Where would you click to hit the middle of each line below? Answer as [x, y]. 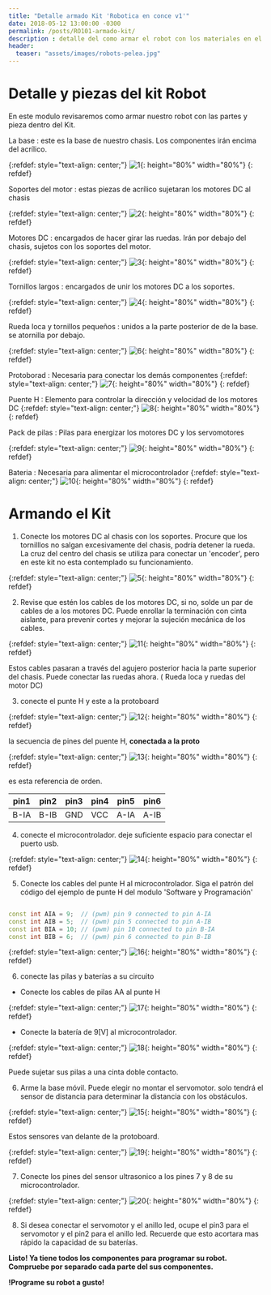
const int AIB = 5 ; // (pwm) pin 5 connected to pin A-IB [110, 921]
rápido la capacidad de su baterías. [79, 1242]
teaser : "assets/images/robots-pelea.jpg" [88, 54]
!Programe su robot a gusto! [57, 1283]
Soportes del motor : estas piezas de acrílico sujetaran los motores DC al [129, 189]
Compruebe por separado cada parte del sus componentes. [111, 1267]
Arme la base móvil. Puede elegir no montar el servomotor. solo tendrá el [142, 1088]
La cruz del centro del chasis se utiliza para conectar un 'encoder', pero [140, 553]
